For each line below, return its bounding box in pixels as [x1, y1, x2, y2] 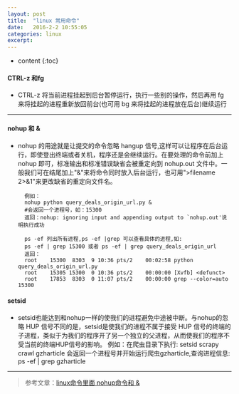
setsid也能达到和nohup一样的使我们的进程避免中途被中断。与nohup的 [17, 313, 223, 321]
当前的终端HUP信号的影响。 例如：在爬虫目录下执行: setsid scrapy [23, 340, 219, 348]
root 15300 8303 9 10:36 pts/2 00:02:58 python [24, 256, 193, 264]
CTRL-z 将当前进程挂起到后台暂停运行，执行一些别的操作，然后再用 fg [17, 90, 224, 100]
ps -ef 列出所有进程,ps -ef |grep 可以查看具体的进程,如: [24, 235, 183, 242]
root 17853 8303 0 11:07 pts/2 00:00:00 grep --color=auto [24, 275, 229, 282]
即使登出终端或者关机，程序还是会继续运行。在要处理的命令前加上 [30, 150, 224, 159]
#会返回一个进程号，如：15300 [24, 206, 102, 214]
